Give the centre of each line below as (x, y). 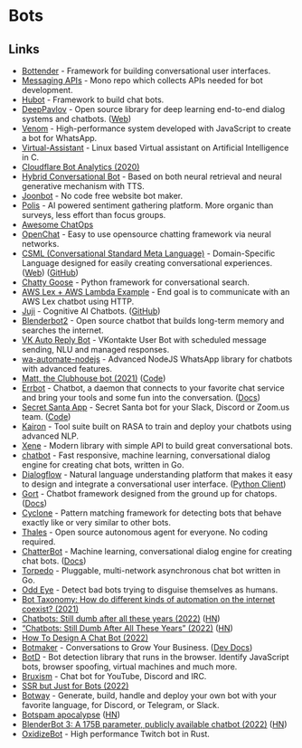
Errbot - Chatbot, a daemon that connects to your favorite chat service (153, 388)
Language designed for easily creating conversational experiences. (147, 263)
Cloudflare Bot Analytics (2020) (80, 167)
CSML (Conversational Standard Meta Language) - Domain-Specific (148, 253)
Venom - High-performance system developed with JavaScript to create (156, 128)
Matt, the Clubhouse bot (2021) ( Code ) (94, 378)
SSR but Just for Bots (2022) (75, 686)
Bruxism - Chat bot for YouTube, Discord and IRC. (114, 676)
